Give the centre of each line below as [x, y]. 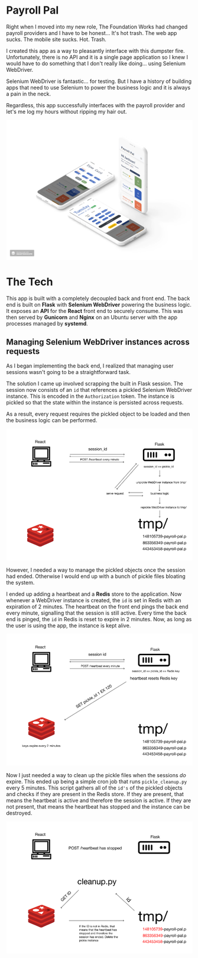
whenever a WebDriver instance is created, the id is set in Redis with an [94, 600]
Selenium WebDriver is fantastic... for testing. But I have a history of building [99, 81]
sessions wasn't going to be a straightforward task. [69, 372]
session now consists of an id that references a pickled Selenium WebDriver [99, 389]
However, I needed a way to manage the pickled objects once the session [96, 570]
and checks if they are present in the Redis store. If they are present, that [95, 794]
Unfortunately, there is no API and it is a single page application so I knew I [97, 57]
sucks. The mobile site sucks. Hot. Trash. [56, 39]
